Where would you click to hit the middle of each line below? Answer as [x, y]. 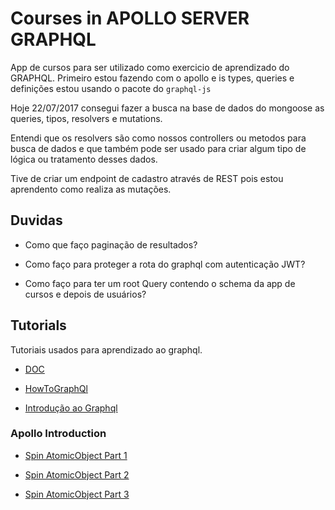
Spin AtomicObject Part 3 [77, 494]
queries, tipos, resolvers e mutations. [86, 118]
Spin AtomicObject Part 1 [76, 455]
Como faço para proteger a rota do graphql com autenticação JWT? [165, 264]
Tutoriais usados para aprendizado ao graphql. [106, 349]
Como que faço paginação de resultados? [111, 244]
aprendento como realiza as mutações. [91, 189]
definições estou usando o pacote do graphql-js [111, 88]
